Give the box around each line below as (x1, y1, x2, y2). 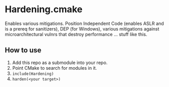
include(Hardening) (12, 71, 54, 76)
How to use (5, 46, 41, 54)
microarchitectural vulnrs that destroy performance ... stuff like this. (5, 31, 147, 37)
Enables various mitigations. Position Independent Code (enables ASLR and (5, 20, 164, 26)
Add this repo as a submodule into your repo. (12, 60, 108, 66)
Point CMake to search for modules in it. (12, 65, 97, 71)
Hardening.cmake (5, 4, 83, 15)
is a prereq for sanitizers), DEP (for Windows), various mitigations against (5, 25, 160, 32)
